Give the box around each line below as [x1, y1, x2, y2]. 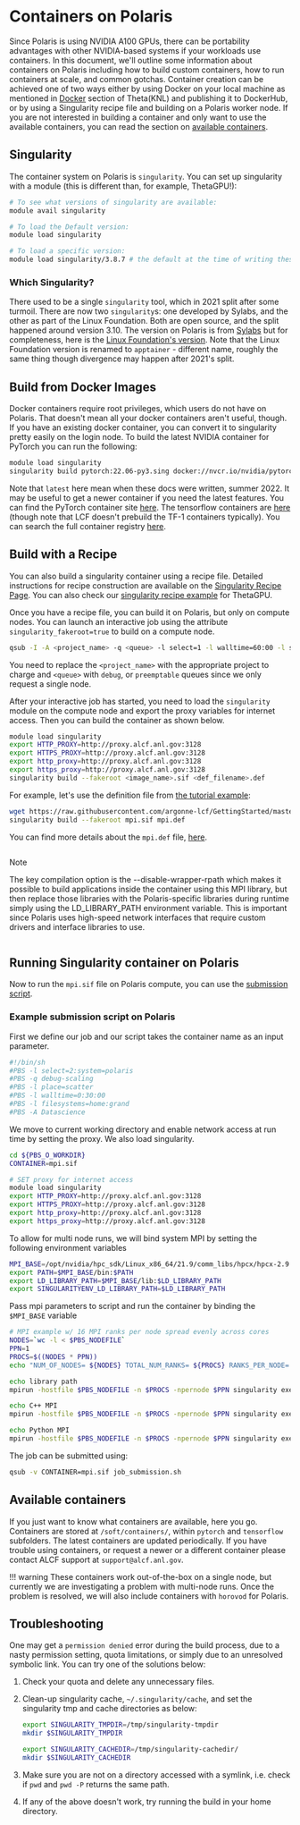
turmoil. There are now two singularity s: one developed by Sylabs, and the [9, 306, 288, 317]
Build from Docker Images [9, 379, 156, 394]
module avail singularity [9, 206, 105, 215]
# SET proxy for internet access [9, 1175, 134, 1184]
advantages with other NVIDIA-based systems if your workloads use [9, 45, 262, 55]
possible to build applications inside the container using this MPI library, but [9, 883, 287, 894]
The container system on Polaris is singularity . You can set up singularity [9, 171, 283, 182]
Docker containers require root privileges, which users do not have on [9, 403, 267, 414]
